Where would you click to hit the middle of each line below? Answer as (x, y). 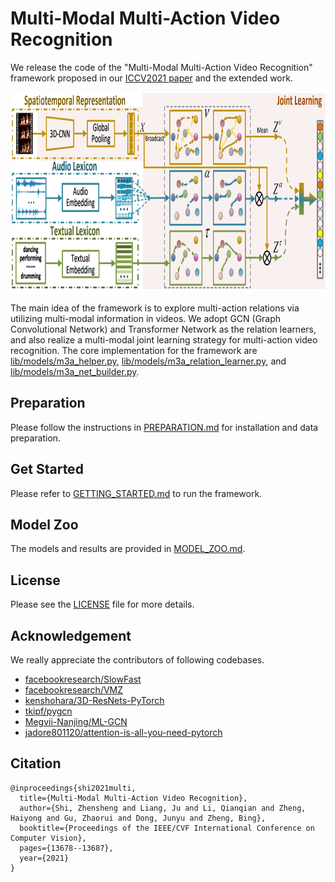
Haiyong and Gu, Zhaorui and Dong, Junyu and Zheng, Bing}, (138, 818)
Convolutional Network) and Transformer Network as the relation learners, (163, 329)
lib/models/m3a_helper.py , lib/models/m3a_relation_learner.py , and (148, 361)
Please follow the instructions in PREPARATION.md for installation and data (164, 427)
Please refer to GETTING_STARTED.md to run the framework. (136, 493)
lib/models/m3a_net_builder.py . (75, 371)
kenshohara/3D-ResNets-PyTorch (94, 700)
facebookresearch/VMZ (74, 690)
